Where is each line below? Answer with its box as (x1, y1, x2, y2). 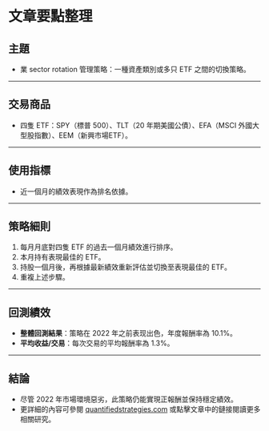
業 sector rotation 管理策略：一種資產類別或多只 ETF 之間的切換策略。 (19, 65, 251, 74)
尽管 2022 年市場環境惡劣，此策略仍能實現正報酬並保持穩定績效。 (19, 394, 239, 405)
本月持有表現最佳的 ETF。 (19, 252, 106, 262)
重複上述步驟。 (19, 272, 70, 282)
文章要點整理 (8, 7, 94, 26)
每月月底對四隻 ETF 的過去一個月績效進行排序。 (19, 242, 178, 252)
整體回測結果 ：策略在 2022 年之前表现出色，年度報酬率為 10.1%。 (19, 328, 238, 338)
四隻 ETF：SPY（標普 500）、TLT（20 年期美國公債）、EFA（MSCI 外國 (19, 120, 253, 130)
